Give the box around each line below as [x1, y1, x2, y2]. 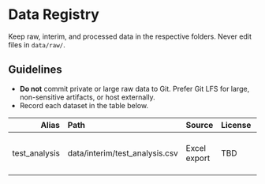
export [185, 152, 211, 163]
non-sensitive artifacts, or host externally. [19, 92, 155, 102]
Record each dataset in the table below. [19, 100, 148, 110]
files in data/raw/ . [8, 39, 65, 49]
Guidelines [8, 63, 62, 77]
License [220, 119, 252, 130]
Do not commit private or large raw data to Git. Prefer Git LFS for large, [19, 84, 250, 93]
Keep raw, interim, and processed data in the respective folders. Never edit [8, 32, 252, 41]
